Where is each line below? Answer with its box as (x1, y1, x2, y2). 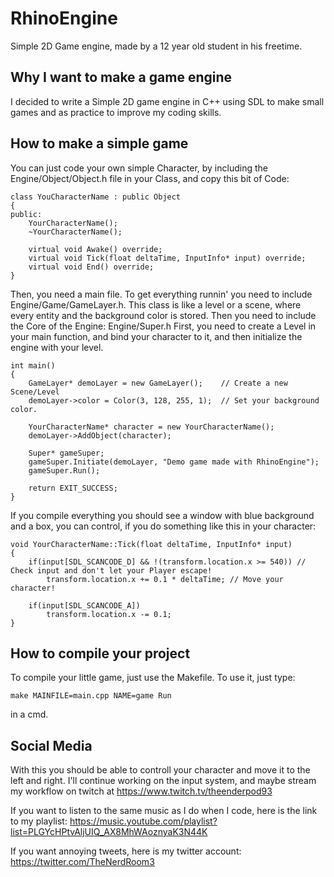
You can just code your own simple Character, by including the (10, 162, 268, 174)
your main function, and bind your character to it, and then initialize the (10, 330, 303, 342)
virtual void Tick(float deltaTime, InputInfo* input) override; (28, 253, 307, 263)
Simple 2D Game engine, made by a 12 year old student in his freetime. (10, 40, 303, 52)
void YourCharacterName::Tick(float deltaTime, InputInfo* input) (10, 539, 293, 549)
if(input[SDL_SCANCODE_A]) (28, 600, 141, 611)
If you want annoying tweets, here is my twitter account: (10, 845, 242, 857)
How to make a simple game (10, 135, 189, 152)
